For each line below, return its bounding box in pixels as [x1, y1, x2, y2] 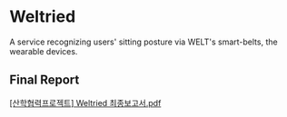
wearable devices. [9, 45, 78, 56]
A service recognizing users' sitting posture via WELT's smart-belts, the [9, 36, 279, 47]
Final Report [9, 73, 80, 88]
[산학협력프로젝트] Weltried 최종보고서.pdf [9, 97, 162, 108]
